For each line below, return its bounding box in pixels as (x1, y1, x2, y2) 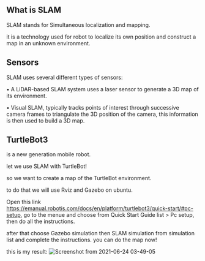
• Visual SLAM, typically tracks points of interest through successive (6, 104, 179, 111)
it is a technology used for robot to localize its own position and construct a (6, 33, 196, 40)
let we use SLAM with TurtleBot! (6, 162, 87, 170)
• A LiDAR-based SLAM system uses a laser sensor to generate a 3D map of (6, 85, 199, 93)
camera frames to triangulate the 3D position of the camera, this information (6, 110, 199, 118)
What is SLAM (6, 5, 62, 15)
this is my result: (6, 248, 48, 255)
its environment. (6, 92, 47, 99)
